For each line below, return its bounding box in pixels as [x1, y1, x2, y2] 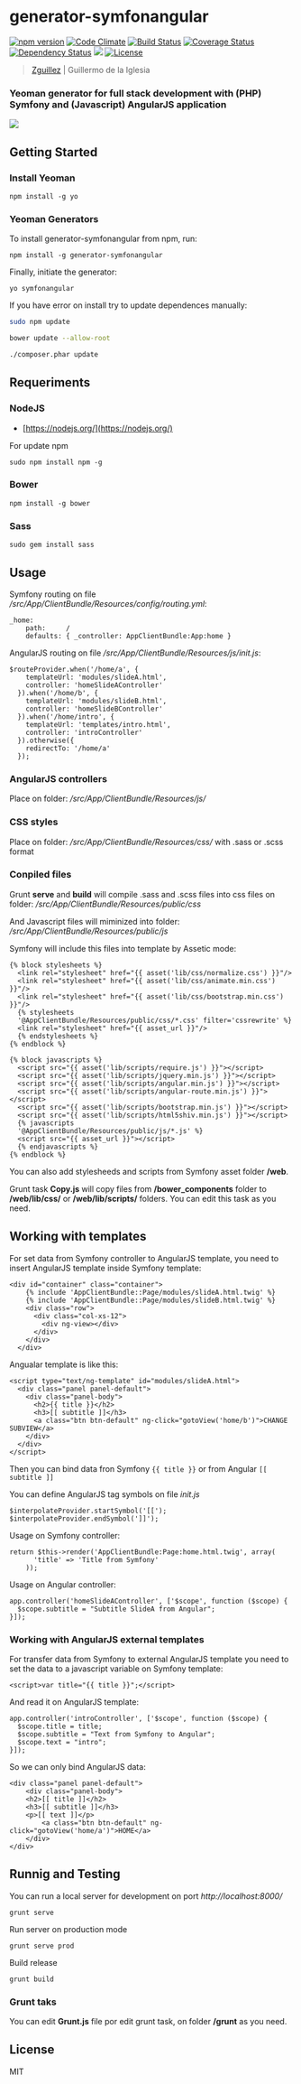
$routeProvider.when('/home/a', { [9, 665, 140, 674]
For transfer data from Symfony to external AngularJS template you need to [9, 1653, 289, 1664]
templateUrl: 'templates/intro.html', [25, 720, 171, 729]
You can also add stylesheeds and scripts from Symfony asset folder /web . [9, 1166, 289, 1177]
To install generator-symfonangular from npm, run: [9, 233, 198, 245]
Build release [9, 1957, 59, 1968]
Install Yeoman [9, 172, 76, 184]
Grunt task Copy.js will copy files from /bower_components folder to [9, 1183, 268, 1194]
